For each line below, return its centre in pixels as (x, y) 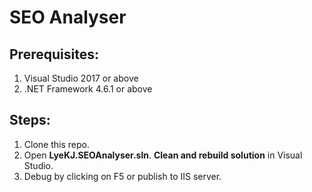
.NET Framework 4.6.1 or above (88, 89)
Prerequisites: (54, 54)
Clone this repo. (56, 144)
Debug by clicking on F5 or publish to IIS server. (122, 176)
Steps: (30, 120)
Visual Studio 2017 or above (81, 78)
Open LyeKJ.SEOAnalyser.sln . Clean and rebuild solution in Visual (163, 155)
